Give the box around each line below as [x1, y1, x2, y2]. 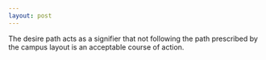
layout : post [8, 11, 52, 20]
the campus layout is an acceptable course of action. [8, 42, 185, 52]
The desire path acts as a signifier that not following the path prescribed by [8, 34, 258, 43]
